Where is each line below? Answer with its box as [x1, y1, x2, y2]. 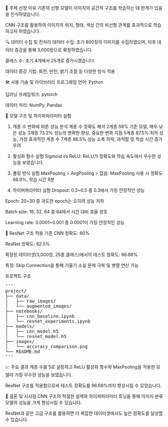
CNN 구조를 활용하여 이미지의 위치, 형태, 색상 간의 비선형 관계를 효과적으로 [5, 22, 152, 28]
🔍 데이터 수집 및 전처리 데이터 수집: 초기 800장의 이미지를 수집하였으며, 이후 [5, 39, 156, 45]
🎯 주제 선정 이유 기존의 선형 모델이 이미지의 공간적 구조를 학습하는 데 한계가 [5, 5, 153, 11]
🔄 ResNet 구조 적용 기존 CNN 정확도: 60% [5, 230, 90, 236]
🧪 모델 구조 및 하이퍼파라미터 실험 [5, 113, 72, 119]
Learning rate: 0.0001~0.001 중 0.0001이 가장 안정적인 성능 [5, 220, 125, 225]
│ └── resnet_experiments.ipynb [5, 318, 91, 324]
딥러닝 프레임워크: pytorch [5, 91, 58, 97]
